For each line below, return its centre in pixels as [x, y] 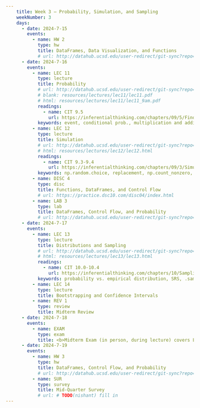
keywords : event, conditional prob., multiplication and [110, 123]
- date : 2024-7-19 [44, 345]
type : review [53, 307]
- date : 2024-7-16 [44, 62]
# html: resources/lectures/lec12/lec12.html [95, 151]
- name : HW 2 [48, 39]
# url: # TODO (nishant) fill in [78, 395]
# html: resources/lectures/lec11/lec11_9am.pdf [99, 101]
